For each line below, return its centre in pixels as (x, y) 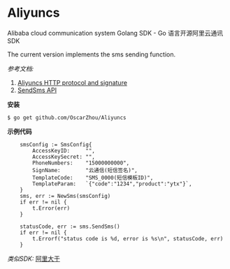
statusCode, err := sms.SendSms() (70, 226)
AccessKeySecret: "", (64, 157)
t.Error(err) (51, 208)
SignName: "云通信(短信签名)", (85, 170)
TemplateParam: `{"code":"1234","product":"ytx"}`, (112, 184)
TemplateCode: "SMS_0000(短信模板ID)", (93, 178)
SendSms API (37, 90)
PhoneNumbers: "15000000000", (81, 163)
